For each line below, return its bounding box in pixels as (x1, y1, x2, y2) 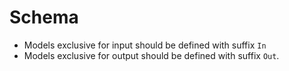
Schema (9, 6, 79, 29)
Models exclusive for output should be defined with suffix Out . (23, 49, 280, 61)
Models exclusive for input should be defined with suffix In (23, 39, 267, 51)
